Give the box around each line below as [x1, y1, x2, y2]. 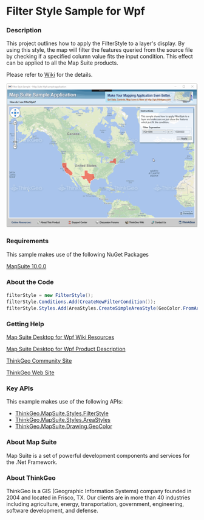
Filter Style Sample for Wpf [6, 4, 146, 18]
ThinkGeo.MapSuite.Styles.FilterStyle [15, 410, 109, 417]
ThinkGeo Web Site [6, 369, 55, 376]
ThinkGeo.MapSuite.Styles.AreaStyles [15, 416, 111, 424]
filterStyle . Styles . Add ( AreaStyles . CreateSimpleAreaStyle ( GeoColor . [6, 305, 183, 312]
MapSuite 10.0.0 [6, 262, 47, 269]
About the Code [6, 277, 54, 286]
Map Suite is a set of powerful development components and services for [6, 452, 190, 459]
